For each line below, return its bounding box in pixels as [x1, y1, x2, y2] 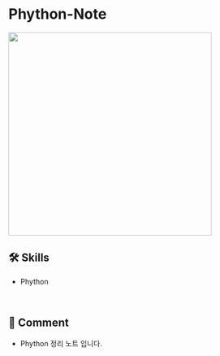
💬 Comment [8, 316, 69, 330]
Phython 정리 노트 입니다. [19, 338, 103, 348]
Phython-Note [8, 5, 107, 24]
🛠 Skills [8, 251, 50, 265]
